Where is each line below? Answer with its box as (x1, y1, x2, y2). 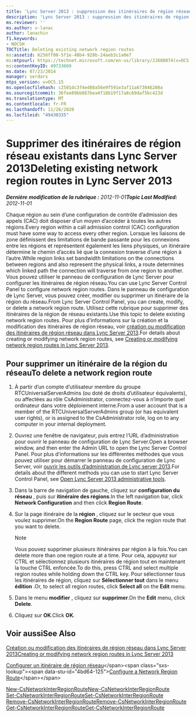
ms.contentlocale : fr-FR (6, 101, 66, 107)
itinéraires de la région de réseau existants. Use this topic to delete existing (6, 311, 185, 318)
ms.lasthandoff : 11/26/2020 (6, 106, 75, 112)
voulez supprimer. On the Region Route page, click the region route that (14, 517, 187, 523)
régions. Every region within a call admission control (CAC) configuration (6, 223, 180, 231)
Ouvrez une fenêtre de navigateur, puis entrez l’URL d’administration (14, 432, 179, 439)
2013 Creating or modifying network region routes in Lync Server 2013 (6, 650, 174, 657)
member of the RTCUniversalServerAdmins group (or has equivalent (14, 408, 179, 415)
